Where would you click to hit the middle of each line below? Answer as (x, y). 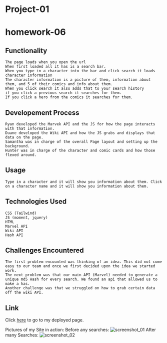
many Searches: (22, 335)
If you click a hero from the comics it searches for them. (69, 97)
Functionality (26, 50)
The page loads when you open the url (45, 62)
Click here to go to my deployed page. (44, 320)
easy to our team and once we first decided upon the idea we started (80, 266)
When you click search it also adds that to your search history (74, 89)
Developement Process (42, 113)
